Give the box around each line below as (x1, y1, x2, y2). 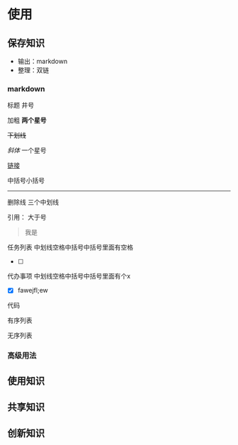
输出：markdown (17, 57, 68, 65)
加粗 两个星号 (7, 116, 47, 125)
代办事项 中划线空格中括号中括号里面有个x (7, 272, 131, 281)
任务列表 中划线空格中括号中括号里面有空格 (7, 243, 133, 252)
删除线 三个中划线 (7, 198, 59, 206)
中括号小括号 (7, 176, 45, 185)
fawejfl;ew (17, 286, 48, 295)
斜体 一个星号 (7, 146, 47, 154)
